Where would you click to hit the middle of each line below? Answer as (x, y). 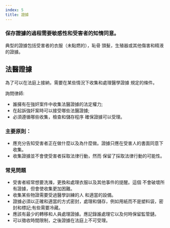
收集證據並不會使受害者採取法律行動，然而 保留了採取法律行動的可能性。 (89, 156)
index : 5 (14, 10)
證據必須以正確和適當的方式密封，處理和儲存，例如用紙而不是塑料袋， (86, 202)
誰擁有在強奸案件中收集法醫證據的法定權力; (58, 104)
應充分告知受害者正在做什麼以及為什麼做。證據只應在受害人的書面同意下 (88, 143)
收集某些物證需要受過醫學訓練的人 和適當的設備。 (64, 195)
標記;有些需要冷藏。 (42, 208)
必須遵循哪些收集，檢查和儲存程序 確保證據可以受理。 (69, 117)
